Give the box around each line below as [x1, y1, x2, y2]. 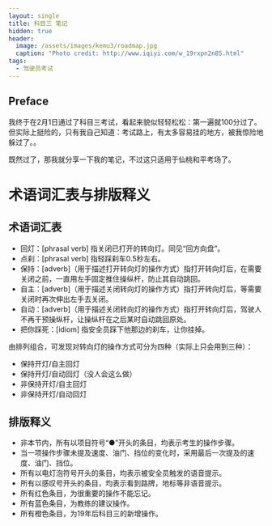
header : [8, 34, 35, 43]
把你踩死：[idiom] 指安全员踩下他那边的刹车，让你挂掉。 [19, 325, 209, 334]
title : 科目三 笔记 [8, 19, 68, 28]
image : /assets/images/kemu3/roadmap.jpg [15, 42, 158, 50]
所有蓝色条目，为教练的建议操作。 [19, 498, 134, 508]
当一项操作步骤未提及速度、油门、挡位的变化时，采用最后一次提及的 [19, 448, 248, 458]
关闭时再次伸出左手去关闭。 [19, 294, 113, 303]
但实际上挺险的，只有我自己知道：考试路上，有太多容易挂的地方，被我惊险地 [8, 127, 264, 137]
